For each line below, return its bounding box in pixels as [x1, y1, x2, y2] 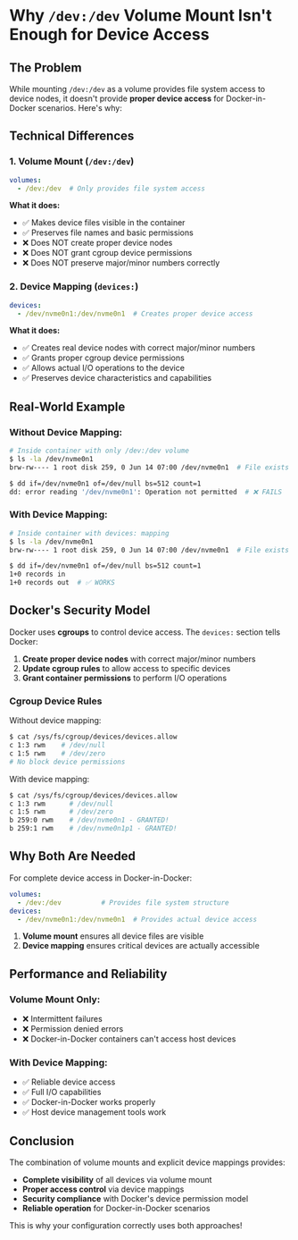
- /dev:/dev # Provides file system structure [17, 898, 229, 907]
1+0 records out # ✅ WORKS [9, 578, 116, 587]
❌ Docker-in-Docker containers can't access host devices [21, 1033, 236, 1044]
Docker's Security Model [9, 603, 151, 618]
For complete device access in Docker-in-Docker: [9, 873, 193, 883]
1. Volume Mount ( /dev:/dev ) [9, 156, 135, 168]
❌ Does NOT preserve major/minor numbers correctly [21, 257, 220, 268]
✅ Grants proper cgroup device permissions [21, 352, 185, 363]
